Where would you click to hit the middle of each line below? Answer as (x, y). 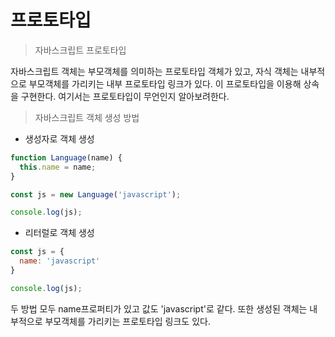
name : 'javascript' (60, 261)
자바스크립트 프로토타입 (80, 50)
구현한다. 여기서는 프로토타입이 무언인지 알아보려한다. (125, 96)
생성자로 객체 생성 (59, 138)
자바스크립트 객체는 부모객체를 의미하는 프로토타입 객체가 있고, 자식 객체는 (154, 71)
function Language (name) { (66, 157)
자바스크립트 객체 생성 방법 (87, 117)
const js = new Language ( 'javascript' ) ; (96, 194)
